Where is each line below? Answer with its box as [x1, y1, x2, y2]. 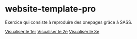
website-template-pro [5, 3, 96, 14]
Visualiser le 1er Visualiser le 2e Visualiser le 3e [5, 28, 100, 34]
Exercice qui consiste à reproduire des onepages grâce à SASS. [5, 19, 133, 25]
